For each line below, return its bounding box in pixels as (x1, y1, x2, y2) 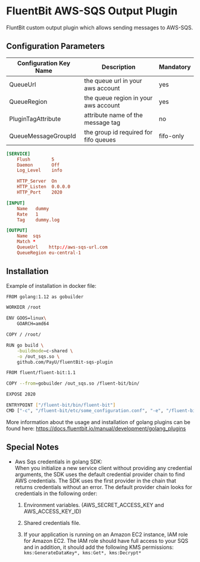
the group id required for (84, 128, 153, 136)
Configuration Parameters (6, 41, 105, 51)
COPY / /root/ (6, 331, 42, 338)
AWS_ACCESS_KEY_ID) (23, 508, 82, 515)
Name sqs (17, 233, 42, 239)
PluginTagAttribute (9, 115, 61, 123)
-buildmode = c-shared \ (17, 348, 73, 354)
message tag (84, 118, 121, 127)
